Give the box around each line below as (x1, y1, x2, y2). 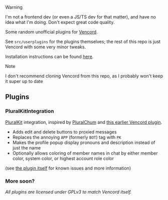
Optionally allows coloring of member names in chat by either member (12, 150, 158, 156)
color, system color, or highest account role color (12, 155, 114, 161)
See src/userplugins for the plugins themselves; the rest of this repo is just (5, 38, 160, 44)
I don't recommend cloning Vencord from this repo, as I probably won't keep (5, 73, 163, 79)
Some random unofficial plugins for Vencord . (5, 29, 98, 34)
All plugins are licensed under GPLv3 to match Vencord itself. (5, 188, 132, 194)
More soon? (5, 177, 35, 184)
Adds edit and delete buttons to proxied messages (12, 128, 117, 134)
